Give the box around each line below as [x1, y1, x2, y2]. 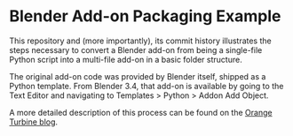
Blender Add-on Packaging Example [9, 6, 281, 26]
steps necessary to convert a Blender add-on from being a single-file [9, 44, 263, 55]
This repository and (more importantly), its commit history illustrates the [9, 35, 273, 46]
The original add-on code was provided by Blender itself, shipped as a [9, 71, 266, 81]
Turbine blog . [9, 117, 59, 127]
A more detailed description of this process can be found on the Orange [9, 107, 273, 117]
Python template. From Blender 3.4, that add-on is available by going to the [9, 80, 284, 91]
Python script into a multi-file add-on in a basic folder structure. [9, 54, 242, 64]
